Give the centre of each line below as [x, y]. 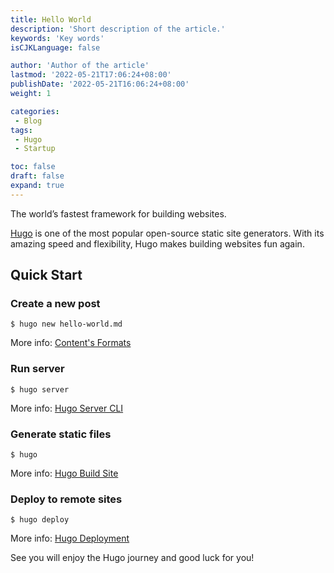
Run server [37, 369]
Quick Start [46, 275]
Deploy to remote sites [66, 499]
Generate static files [61, 434]
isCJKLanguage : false [55, 47]
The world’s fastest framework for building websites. [118, 213]
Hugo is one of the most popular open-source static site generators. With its [167, 233]
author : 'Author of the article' [80, 66]
